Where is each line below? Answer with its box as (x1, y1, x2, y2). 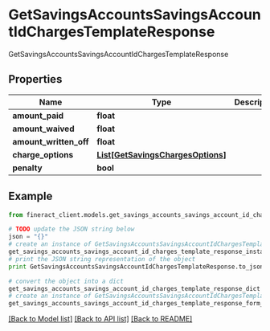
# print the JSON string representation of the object (8, 255, 196, 263)
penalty (12, 162, 43, 174)
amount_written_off (12, 136, 90, 147)
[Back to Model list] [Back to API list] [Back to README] (8, 314, 193, 324)
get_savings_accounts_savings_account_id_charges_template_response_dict (8, 284, 261, 292)
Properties (8, 72, 63, 86)
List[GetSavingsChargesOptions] (96, 149, 227, 160)
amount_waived (12, 123, 75, 134)
